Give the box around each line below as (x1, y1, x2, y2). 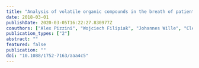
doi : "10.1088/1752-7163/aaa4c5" (6, 53, 89, 59)
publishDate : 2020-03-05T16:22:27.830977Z (6, 20, 113, 25)
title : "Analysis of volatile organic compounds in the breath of (6, 8, 174, 15)
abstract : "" (6, 36, 38, 42)
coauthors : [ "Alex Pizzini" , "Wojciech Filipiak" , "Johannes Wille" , (6, 25, 182, 31)
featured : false (6, 42, 46, 48)
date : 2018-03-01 (6, 14, 49, 20)
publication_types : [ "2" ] (6, 31, 70, 37)
